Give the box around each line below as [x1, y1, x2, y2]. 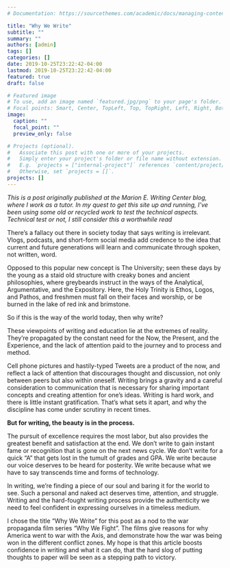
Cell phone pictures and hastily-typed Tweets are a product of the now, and [7, 361, 220, 370]
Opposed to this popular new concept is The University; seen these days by [7, 263, 221, 271]
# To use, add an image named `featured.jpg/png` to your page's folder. [7, 99, 222, 106]
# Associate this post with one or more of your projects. [7, 149, 186, 156]
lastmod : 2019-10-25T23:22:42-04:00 [7, 66, 112, 74]
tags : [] [7, 48, 32, 55]
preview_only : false [13, 130, 72, 137]
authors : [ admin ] [7, 42, 57, 49]
